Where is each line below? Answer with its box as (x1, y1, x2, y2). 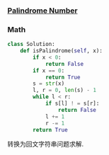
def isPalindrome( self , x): (20, 47, 103, 54)
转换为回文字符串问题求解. (7, 140, 84, 149)
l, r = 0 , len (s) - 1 (33, 87, 97, 94)
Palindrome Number (7, 6, 78, 16)
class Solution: (7, 41, 55, 48)
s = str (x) (33, 80, 65, 87)
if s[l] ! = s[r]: (45, 100, 100, 108)
